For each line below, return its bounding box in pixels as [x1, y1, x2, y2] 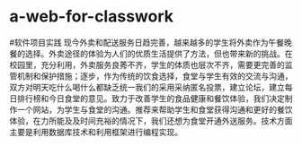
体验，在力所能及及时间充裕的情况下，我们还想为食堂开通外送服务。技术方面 [9, 115, 293, 126]
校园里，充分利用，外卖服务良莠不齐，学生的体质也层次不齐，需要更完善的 [9, 59, 285, 70]
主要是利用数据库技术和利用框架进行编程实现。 [9, 126, 182, 137]
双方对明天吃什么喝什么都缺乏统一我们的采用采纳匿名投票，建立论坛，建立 [9, 82, 285, 92]
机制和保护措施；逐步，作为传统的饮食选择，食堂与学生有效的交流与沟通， [16, 70, 293, 82]
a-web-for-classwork [9, 6, 173, 27]
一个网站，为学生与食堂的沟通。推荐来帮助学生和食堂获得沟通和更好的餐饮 [16, 104, 293, 115]
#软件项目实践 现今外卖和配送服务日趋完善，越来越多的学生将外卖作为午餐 [9, 37, 285, 47]
